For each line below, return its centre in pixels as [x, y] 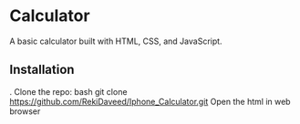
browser [25, 111]
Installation [42, 70]
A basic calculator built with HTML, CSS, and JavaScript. [116, 41]
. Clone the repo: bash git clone [68, 91]
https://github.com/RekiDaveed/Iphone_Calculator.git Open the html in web [150, 101]
